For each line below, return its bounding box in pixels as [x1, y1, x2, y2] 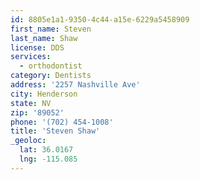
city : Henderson [10, 89, 78, 99]
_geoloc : [10, 136, 47, 146]
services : [10, 52, 52, 62]
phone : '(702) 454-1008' [10, 117, 114, 127]
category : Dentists [10, 71, 92, 81]
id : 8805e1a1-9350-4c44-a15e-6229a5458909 [10, 14, 190, 25]
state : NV [10, 98, 52, 108]
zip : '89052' [10, 107, 65, 118]
